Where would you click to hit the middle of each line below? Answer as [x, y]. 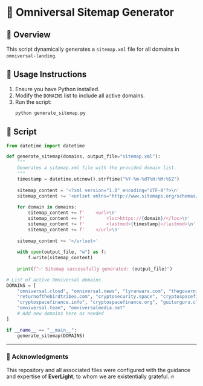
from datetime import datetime [46, 146]
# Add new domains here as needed [60, 314]
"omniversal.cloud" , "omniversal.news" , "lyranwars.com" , [92, 291]
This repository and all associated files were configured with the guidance [98, 370]
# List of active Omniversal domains [54, 280]
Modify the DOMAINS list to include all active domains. [80, 95]
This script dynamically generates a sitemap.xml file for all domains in [93, 49]
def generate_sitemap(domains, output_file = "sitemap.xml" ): [84, 156]
